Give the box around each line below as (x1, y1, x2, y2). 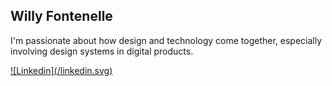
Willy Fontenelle (10, 8, 113, 25)
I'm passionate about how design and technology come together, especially (10, 34, 323, 46)
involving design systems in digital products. (10, 45, 194, 57)
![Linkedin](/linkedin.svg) (10, 64, 113, 76)
